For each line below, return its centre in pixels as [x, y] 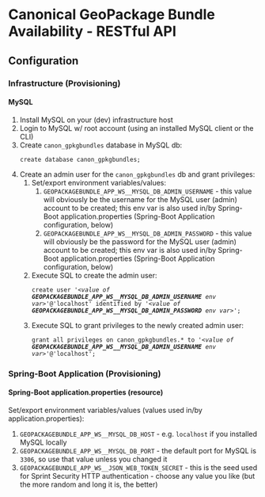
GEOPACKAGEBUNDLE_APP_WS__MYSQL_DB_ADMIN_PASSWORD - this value [148, 233]
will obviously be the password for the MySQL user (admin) [140, 241]
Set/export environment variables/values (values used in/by [106, 410]
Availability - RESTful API [92, 31]
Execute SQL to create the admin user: [94, 275]
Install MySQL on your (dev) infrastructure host [97, 120]
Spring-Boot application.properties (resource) [86, 392]
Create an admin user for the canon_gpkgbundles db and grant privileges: [137, 174]
